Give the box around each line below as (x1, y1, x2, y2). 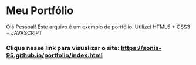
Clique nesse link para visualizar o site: (6, 44, 120, 52)
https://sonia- (120, 44, 162, 52)
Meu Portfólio (6, 4, 74, 17)
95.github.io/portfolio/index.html (6, 51, 103, 59)
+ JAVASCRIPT (6, 29, 42, 36)
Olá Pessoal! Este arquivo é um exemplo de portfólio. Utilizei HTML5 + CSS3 (6, 23, 191, 30)
